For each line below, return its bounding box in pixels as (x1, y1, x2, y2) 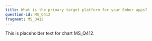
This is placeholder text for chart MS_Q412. (5, 30, 95, 36)
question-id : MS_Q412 (5, 12, 51, 17)
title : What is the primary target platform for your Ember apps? (5, 7, 147, 12)
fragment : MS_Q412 (5, 16, 44, 21)
